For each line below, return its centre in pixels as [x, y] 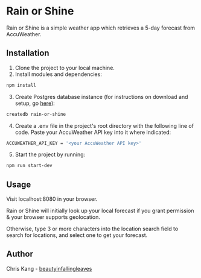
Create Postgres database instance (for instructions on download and [101, 96]
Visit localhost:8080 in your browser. [52, 199]
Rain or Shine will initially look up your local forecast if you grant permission [100, 211]
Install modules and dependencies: [59, 74]
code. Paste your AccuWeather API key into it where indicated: [93, 132]
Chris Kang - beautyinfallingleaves [49, 268]
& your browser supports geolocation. [53, 217]
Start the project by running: [50, 154]
